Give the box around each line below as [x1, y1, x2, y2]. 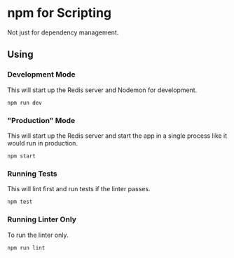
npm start [7, 153, 36, 160]
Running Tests [7, 169, 57, 179]
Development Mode [7, 70, 76, 79]
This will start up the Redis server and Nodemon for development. [7, 86, 198, 94]
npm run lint [7, 244, 46, 251]
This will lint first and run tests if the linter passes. [7, 185, 151, 193]
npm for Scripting [7, 5, 112, 21]
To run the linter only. [7, 231, 69, 239]
